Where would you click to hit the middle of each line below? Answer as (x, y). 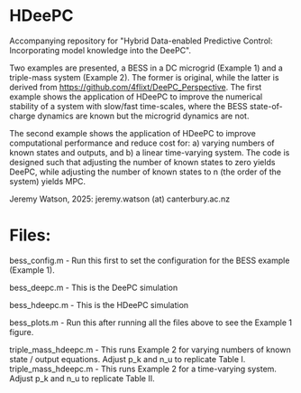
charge (23, 116)
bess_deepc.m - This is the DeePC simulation (94, 287)
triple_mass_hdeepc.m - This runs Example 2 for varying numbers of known (150, 350)
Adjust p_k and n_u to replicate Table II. (82, 378)
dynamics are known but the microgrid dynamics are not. (143, 116)
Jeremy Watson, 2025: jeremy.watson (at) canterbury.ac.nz (120, 199)
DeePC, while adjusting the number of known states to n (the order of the (146, 172)
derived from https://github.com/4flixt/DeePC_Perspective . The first (136, 87)
